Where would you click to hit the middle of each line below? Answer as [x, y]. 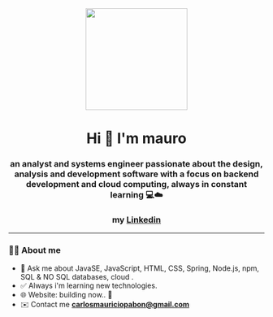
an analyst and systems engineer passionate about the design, [136, 164]
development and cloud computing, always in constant [136, 185]
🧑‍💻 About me [35, 250]
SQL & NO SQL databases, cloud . [77, 276]
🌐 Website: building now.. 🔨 [66, 294]
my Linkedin [136, 220]
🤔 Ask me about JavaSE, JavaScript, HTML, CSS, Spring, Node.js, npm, [140, 268]
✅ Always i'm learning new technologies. [89, 285]
